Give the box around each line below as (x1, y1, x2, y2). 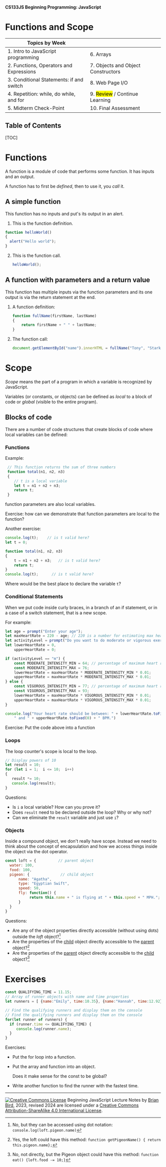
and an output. (5, 173, 35, 180)
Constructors (89, 68, 121, 75)
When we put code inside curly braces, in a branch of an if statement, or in (5, 604, 158, 610)
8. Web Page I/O (89, 79, 128, 86)
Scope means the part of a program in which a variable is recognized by (5, 379, 152, 385)
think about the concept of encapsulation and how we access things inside (5, 843, 158, 849)
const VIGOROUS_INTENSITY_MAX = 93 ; (14, 688, 90, 693)
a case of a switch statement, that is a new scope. (5, 610, 107, 616)
